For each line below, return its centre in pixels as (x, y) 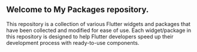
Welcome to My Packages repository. (78, 10)
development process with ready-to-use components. (73, 43)
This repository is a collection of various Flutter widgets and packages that (98, 24)
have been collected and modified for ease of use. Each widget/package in (99, 30)
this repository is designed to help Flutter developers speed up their (90, 36)
